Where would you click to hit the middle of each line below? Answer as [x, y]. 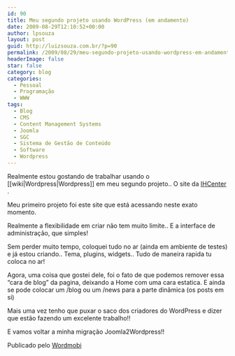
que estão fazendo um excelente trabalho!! [69, 318]
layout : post [26, 40]
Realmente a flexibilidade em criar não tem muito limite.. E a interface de [111, 225]
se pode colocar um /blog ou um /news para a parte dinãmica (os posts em [115, 290]
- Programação [34, 91]
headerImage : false [36, 59]
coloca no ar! [26, 261]
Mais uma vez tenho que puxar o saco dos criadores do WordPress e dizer [115, 311]
